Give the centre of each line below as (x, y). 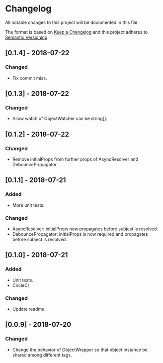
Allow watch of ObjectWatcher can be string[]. (60, 119)
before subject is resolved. (40, 239)
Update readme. (29, 309)
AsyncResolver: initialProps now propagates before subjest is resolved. (85, 229)
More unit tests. (28, 205)
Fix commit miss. (30, 78)
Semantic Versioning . (27, 37)
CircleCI (20, 285)
